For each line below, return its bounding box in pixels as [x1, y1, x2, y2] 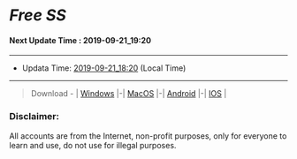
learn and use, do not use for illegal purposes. [9, 140, 177, 150]
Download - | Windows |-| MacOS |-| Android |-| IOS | [30, 88, 227, 99]
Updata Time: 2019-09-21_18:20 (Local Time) [21, 63, 187, 73]
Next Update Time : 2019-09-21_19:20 [9, 34, 152, 45]
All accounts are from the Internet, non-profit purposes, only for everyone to [9, 130, 287, 141]
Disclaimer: [9, 110, 60, 123]
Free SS [9, 5, 66, 26]
